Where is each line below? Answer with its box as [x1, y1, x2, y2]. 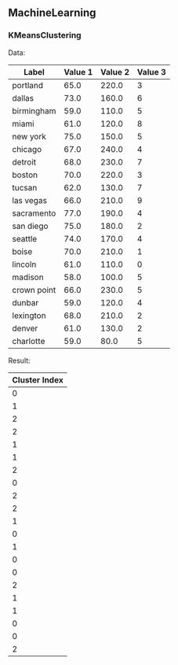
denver [12, 323, 38, 334]
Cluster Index [12, 374, 64, 385]
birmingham [12, 105, 56, 116]
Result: [8, 356, 31, 365]
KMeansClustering [8, 30, 82, 41]
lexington [12, 310, 46, 321]
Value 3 [136, 66, 166, 77]
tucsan [12, 182, 38, 193]
